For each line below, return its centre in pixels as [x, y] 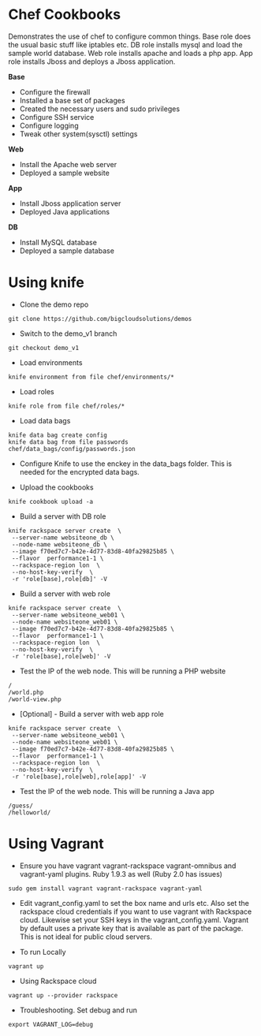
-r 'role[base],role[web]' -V [61, 656]
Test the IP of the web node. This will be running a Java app [117, 791]
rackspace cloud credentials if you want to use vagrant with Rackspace [136, 911]
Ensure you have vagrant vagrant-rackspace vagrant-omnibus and [128, 866]
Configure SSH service [57, 117]
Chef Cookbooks [64, 15]
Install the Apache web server [68, 164]
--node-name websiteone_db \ [60, 544]
